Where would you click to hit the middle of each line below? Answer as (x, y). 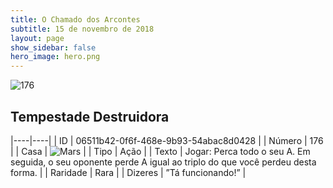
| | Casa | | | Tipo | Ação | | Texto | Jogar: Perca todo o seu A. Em (160, 151)
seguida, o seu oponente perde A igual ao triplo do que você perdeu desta (163, 162)
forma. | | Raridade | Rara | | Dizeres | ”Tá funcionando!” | (128, 172)
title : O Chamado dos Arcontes (75, 19)
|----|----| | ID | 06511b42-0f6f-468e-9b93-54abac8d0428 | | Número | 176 (167, 140)
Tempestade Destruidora (90, 116)
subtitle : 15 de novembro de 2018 (82, 29)
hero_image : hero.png (55, 57)
